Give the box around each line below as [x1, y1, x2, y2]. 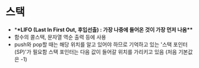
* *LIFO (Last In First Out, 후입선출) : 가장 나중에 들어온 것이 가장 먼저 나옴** [14, 26, 193, 33]
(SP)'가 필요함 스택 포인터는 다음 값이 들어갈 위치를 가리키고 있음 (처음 [14, 48, 178, 55]
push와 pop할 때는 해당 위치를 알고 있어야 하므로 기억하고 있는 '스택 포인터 [14, 41, 188, 48]
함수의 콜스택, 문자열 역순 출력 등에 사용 [14, 33, 106, 40]
